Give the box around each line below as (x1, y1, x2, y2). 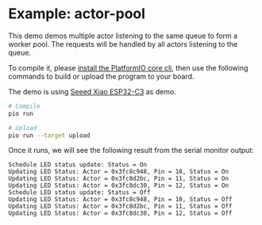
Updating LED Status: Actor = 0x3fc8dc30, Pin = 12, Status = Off (8, 209, 233, 218)
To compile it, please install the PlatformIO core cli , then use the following (8, 63, 249, 72)
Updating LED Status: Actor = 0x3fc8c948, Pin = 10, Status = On (8, 168, 229, 176)
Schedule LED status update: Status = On (8, 161, 148, 169)
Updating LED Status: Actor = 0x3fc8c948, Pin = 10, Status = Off (8, 196, 233, 204)
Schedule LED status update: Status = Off (8, 189, 151, 196)
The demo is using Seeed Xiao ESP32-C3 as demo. (8, 86, 176, 96)
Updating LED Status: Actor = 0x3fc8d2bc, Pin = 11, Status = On (8, 175, 229, 183)
